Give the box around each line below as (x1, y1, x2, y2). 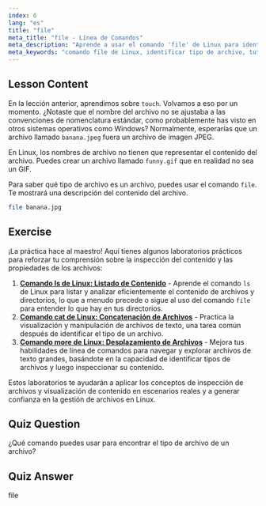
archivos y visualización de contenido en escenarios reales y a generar (8, 386, 240, 395)
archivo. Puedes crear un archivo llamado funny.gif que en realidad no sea (8, 156, 254, 165)
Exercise (8, 225, 52, 239)
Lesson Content (8, 77, 89, 91)
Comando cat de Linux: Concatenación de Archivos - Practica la (19, 312, 234, 321)
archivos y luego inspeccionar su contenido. (19, 362, 165, 372)
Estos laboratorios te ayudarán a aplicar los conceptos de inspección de (8, 377, 244, 387)
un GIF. (8, 164, 32, 174)
